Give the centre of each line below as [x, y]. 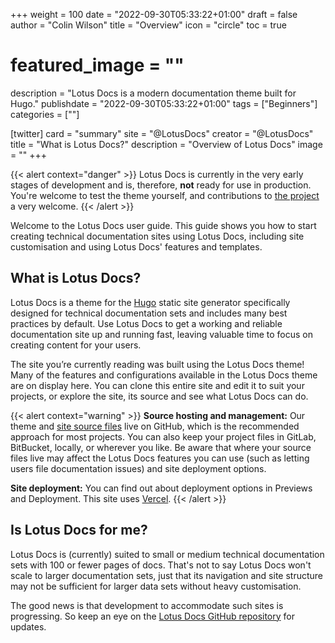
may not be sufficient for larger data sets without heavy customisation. [156, 586]
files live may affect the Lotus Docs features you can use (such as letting [160, 458]
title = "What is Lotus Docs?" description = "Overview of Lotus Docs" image [166, 144]
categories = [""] [45, 114]
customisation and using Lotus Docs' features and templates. [136, 246]
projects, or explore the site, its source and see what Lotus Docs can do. [159, 396]
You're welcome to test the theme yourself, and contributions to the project [165, 195]
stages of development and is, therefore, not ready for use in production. [161, 185]
